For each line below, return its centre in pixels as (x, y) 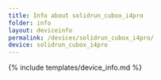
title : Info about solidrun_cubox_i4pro (76, 15)
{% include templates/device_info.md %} (75, 67)
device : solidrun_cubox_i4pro (58, 45)
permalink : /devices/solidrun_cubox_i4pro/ (81, 38)
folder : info (30, 23)
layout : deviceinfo (40, 30)
